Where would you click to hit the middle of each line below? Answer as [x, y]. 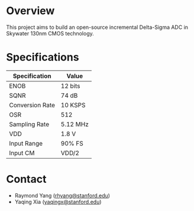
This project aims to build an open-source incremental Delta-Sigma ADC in [97, 27]
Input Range [26, 143]
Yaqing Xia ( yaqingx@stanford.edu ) [58, 202]
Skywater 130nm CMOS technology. [50, 33]
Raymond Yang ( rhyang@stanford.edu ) [62, 195]
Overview [30, 11]
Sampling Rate [29, 124]
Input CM [22, 153]
